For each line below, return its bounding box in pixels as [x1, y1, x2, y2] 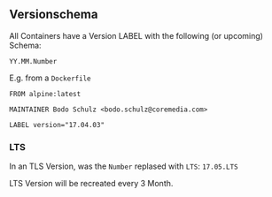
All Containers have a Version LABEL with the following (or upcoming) [9, 30, 264, 41]
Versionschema [9, 7, 98, 22]
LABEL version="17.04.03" [9, 120, 105, 129]
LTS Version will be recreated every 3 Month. [9, 178, 174, 189]
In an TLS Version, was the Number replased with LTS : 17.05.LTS [9, 161, 238, 171]
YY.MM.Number [9, 57, 58, 65]
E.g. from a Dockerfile [9, 72, 91, 83]
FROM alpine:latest [9, 89, 82, 98]
